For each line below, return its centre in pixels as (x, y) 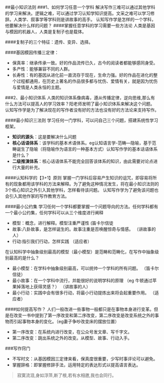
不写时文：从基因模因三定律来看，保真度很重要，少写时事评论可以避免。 (85, 359)
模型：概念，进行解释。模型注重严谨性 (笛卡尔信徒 (63, 223)
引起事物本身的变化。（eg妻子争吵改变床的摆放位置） (66, 321)
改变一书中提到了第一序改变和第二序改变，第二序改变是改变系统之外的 (84, 315)
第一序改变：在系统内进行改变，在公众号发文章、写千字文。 (72, 332)
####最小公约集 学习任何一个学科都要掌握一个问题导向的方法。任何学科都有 (82, 206)
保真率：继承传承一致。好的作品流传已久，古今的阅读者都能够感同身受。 (85, 63)
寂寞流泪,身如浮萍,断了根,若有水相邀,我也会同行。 (66, 375)
